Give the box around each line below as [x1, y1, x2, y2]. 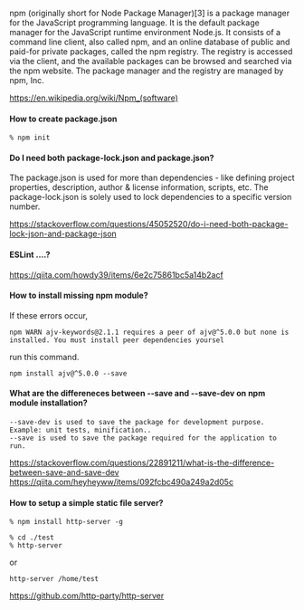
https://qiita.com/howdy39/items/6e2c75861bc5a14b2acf [9, 269, 223, 280]
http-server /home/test [9, 575, 100, 584]
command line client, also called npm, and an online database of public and [9, 36, 290, 47]
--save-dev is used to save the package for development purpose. [9, 418, 265, 427]
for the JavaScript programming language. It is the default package [9, 17, 260, 28]
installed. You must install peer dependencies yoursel [9, 335, 224, 345]
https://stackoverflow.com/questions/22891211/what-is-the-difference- [9, 457, 275, 469]
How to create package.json [9, 113, 118, 124]
